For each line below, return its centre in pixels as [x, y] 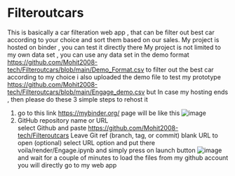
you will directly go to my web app [67, 165]
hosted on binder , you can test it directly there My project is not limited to [114, 47]
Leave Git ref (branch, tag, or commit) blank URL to [145, 135]
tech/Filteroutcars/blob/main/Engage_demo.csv [76, 92]
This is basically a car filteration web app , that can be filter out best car [111, 32]
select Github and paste [52, 128]
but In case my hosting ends [187, 92]
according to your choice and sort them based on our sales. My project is [113, 39]
